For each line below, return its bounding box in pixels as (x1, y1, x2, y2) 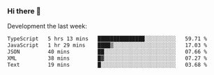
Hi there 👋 (7, 6, 42, 16)
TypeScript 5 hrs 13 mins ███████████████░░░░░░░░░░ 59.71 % (7, 35, 208, 42)
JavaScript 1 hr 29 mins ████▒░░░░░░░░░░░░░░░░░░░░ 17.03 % (7, 42, 208, 49)
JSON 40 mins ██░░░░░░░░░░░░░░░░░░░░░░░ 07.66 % (7, 49, 208, 56)
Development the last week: (7, 22, 87, 31)
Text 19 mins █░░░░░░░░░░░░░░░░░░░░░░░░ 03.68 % (7, 61, 208, 68)
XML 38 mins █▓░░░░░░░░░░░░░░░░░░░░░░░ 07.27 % (7, 55, 208, 62)
